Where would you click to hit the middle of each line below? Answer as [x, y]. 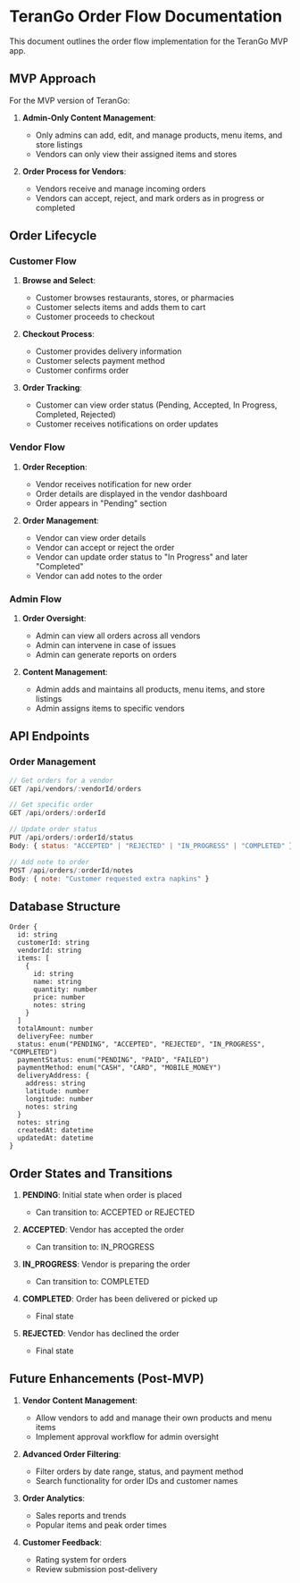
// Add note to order [50, 862]
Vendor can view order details [91, 537]
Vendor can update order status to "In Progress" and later [142, 557]
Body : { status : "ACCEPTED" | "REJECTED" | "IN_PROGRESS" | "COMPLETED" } [151, 846]
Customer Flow [43, 261]
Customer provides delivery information [108, 351]
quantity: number [65, 989]
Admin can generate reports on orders [106, 655]
